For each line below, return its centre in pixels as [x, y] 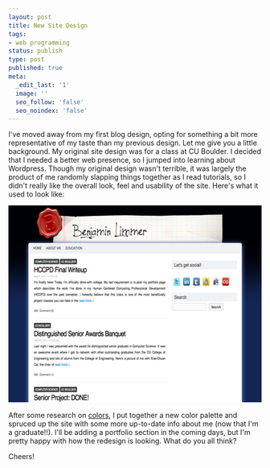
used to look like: [37, 194]
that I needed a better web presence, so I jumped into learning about [122, 160]
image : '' [32, 93]
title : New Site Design [48, 25]
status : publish [35, 51]
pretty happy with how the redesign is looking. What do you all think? [123, 441]
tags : [17, 34]
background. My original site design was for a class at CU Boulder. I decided [135, 151]
